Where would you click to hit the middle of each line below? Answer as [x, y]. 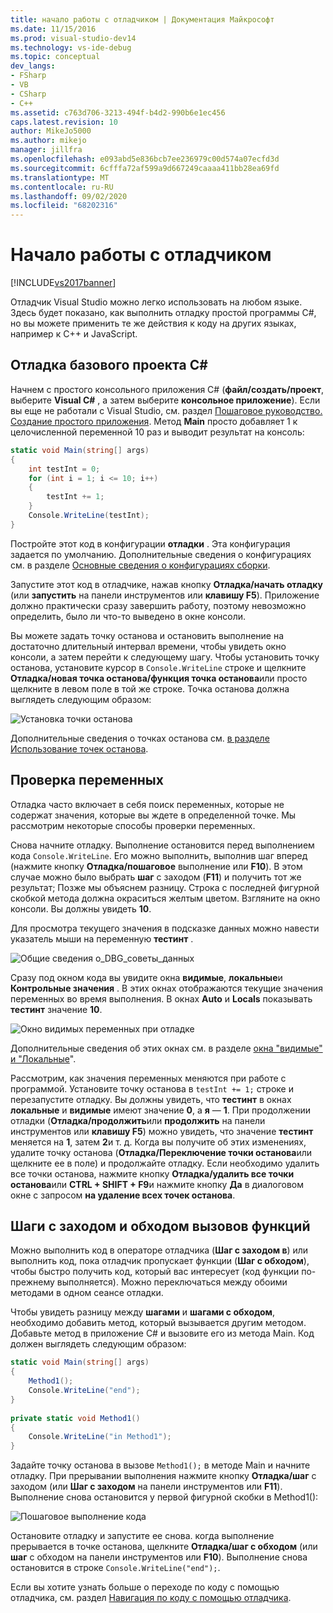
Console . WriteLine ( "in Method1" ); [100, 1437]
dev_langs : [33, 66]
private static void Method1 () [75, 1418]
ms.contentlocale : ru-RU [62, 187]
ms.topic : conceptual [55, 57]
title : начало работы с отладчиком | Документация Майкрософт [142, 19]
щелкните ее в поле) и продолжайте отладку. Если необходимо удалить [165, 1163]
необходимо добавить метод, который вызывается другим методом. [158, 1323]
